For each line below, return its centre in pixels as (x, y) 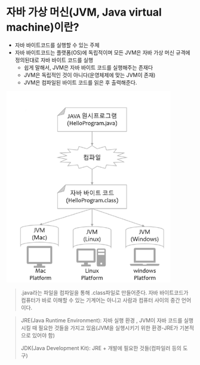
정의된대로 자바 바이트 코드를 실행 (54, 60)
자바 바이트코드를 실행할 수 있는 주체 (57, 45)
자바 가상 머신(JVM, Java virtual (84, 12)
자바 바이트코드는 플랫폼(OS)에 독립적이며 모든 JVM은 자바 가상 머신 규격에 (102, 52)
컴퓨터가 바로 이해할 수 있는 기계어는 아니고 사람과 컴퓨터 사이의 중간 (100, 300)
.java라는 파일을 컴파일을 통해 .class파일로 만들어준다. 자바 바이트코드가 (104, 292)
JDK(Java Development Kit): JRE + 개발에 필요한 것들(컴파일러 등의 (101, 348)
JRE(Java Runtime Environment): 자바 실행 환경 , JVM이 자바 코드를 (101, 320)
